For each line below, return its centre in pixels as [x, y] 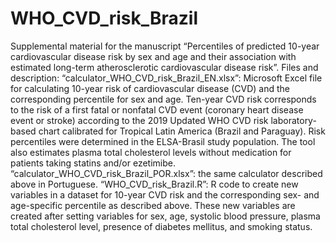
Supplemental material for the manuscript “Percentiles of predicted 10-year [165, 46]
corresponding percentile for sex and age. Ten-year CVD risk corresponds [163, 99]
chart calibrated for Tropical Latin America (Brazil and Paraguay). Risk [182, 131]
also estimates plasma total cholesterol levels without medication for [151, 152]
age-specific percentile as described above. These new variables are [153, 205]
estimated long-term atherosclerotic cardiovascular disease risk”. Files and [164, 67]
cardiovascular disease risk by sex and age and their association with [153, 56]
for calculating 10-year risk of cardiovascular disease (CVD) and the [150, 88]
